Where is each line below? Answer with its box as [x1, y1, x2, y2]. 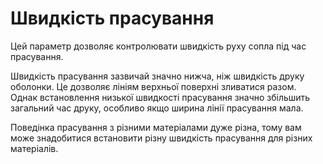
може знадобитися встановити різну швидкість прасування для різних [10, 132, 313, 144]
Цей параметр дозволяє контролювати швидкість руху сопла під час [10, 40, 307, 52]
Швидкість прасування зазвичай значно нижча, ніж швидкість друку [10, 70, 305, 82]
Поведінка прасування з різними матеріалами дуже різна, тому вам [10, 121, 302, 133]
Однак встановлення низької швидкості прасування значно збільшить [10, 91, 311, 103]
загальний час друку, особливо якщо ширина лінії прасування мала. [10, 102, 304, 114]
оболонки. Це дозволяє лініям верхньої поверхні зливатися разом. [10, 80, 297, 92]
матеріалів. [10, 142, 59, 154]
